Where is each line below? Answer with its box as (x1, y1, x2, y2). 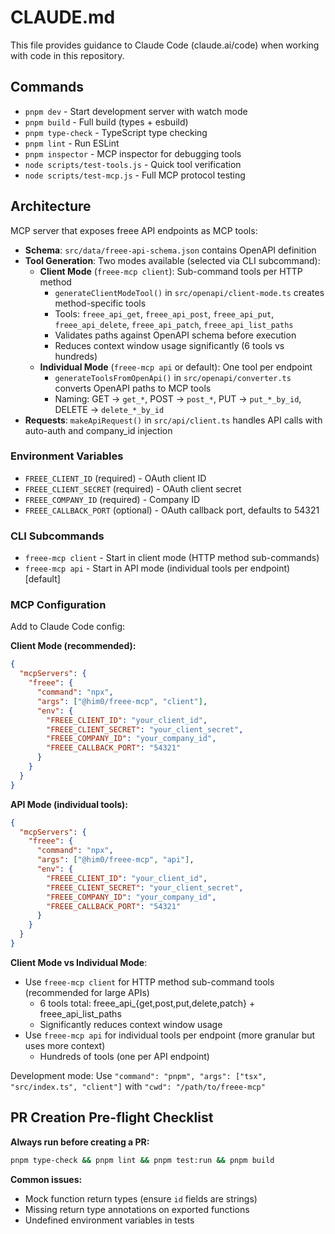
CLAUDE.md (10, 6, 116, 29)
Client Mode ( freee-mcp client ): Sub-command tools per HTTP (39, 265, 303, 277)
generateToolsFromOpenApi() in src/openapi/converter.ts (54, 371, 292, 383)
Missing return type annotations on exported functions (24, 1203, 250, 1215)
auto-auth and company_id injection (24, 424, 173, 436)
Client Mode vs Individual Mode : (10, 956, 148, 968)
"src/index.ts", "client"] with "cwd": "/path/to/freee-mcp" (10, 1080, 266, 1092)
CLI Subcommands (10, 529, 105, 543)
